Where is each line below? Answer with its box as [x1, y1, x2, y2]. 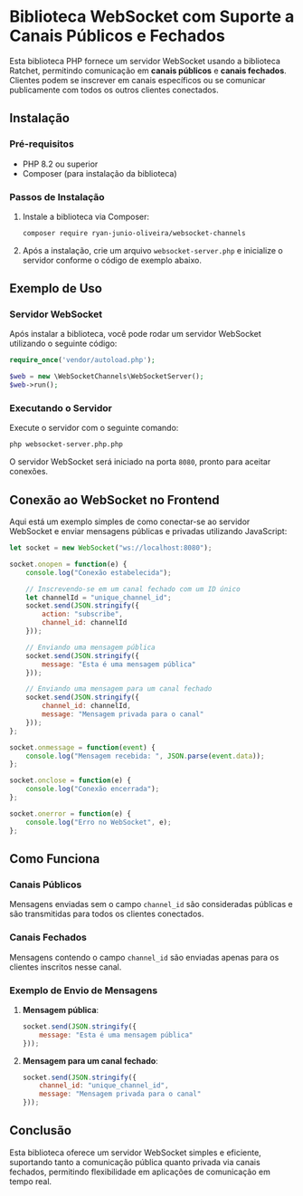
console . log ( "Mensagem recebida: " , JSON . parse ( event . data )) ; [25, 751, 265, 761]
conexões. [9, 466, 48, 477]
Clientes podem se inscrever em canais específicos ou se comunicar [9, 74, 266, 85]
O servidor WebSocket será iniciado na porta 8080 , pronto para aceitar [9, 456, 271, 467]
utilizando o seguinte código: [9, 338, 118, 349]
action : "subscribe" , [42, 609, 124, 619]
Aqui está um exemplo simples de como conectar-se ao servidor [9, 516, 251, 527]
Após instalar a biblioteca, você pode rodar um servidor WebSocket [9, 329, 262, 340]
